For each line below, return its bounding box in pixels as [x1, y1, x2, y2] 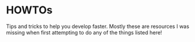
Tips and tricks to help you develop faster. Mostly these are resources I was [6, 23, 190, 30]
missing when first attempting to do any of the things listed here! [6, 29, 163, 36]
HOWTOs [6, 3, 53, 17]
